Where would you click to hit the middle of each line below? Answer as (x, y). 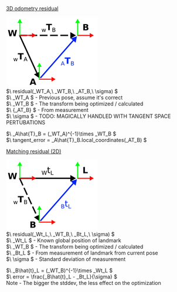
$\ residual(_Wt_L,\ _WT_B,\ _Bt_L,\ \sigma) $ (61, 234)
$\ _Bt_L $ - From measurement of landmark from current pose (82, 253)
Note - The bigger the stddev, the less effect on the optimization (84, 283)
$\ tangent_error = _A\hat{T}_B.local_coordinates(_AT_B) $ (76, 140)
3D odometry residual (32, 9)
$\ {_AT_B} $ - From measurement (47, 110)
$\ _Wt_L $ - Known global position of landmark (64, 240)
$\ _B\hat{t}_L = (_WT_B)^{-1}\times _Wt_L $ (59, 270)
